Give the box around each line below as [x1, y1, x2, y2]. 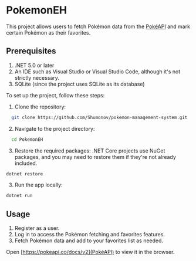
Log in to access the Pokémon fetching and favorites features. [14, 231, 165, 238]
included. [14, 160, 38, 167]
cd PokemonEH [11, 136, 43, 143]
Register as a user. [14, 225, 60, 232]
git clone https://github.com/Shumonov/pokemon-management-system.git [11, 114, 188, 120]
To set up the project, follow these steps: [6, 91, 105, 99]
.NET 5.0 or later [14, 62, 55, 69]
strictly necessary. [14, 74, 60, 81]
